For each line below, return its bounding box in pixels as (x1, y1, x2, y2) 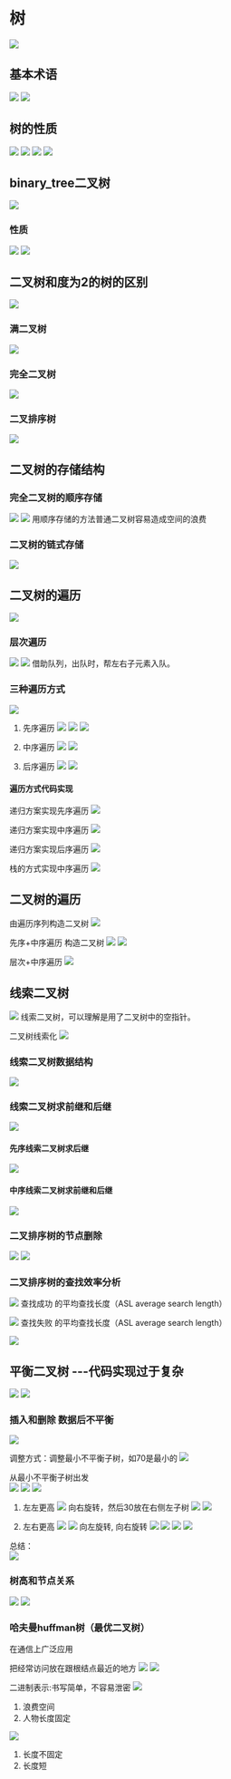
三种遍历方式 (9, 683, 66, 696)
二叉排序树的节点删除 (9, 1229, 102, 1242)
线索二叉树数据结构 (9, 1055, 93, 1068)
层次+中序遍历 (9, 956, 63, 967)
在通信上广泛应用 (9, 1643, 73, 1654)
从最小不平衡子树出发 (9, 1472, 89, 1483)
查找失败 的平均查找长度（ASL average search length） (20, 1318, 227, 1329)
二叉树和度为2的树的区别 (9, 275, 149, 290)
